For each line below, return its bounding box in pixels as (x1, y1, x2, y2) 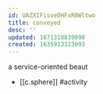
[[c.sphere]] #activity (19, 78, 88, 87)
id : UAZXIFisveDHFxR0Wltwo (8, 11, 96, 20)
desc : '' (8, 26, 37, 34)
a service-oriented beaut (8, 62, 88, 71)
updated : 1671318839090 (8, 33, 86, 42)
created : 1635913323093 (8, 41, 86, 49)
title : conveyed (8, 19, 61, 27)
